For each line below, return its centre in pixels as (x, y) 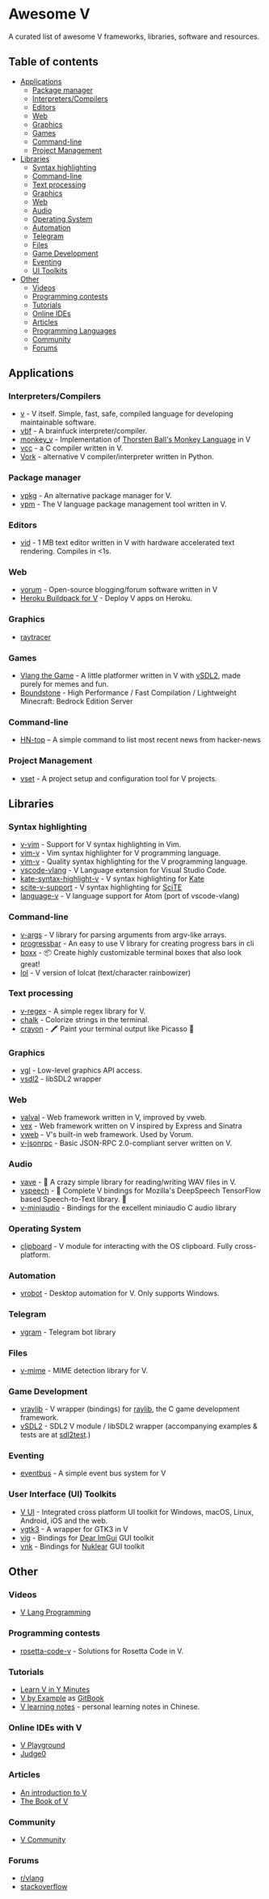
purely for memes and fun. (64, 683)
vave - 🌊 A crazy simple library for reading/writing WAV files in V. (128, 1182)
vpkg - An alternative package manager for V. (96, 495)
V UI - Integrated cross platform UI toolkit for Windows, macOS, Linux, (137, 1512)
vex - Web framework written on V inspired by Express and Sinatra (131, 1126)
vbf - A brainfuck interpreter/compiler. (84, 431)
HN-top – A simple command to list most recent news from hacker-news (140, 740)
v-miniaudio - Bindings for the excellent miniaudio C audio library (128, 1207)
